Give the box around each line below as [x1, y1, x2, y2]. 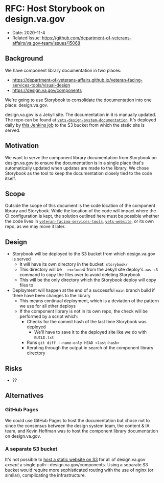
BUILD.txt [34, 335, 54, 341]
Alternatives [5, 392, 44, 400]
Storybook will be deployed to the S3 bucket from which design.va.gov [12, 251, 156, 257]
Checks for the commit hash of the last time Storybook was [26, 319, 147, 325]
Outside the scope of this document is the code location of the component [5, 202, 156, 209]
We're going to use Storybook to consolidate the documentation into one [5, 97, 152, 103]
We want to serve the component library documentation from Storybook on [5, 154, 157, 160]
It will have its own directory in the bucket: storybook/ [19, 261, 128, 267]
